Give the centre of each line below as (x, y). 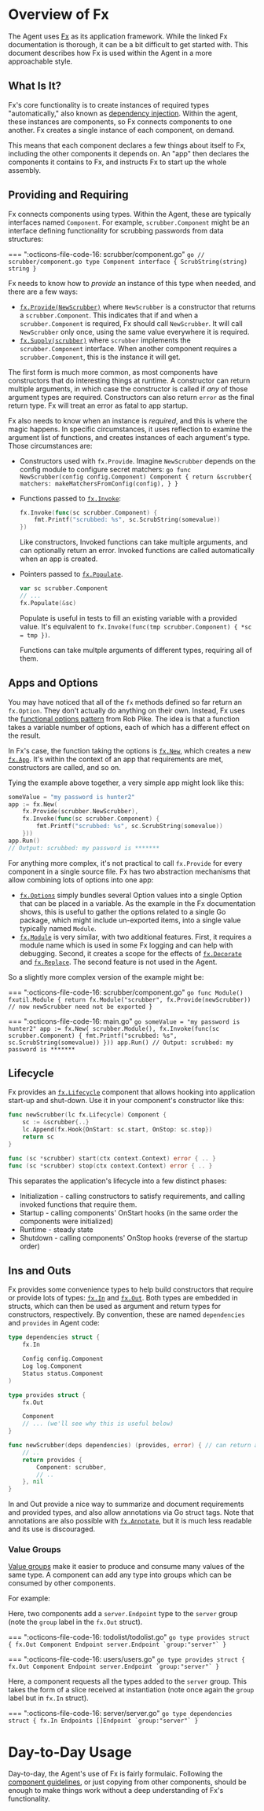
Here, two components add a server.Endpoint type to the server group (123, 1614)
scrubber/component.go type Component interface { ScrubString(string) (128, 262)
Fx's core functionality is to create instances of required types (109, 104)
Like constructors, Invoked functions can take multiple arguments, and (134, 542)
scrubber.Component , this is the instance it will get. (100, 357)
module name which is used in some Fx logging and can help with (126, 945)
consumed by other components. (62, 1583)
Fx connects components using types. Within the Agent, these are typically (130, 214)
